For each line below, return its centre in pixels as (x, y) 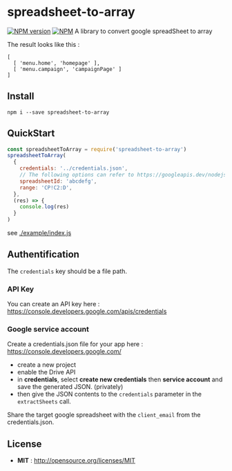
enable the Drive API (46, 372)
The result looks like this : (43, 44)
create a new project (47, 365)
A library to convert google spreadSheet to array (144, 31)
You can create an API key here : (54, 304)
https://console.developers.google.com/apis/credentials (87, 312)
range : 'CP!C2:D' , (46, 188)
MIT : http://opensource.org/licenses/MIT (76, 461)
